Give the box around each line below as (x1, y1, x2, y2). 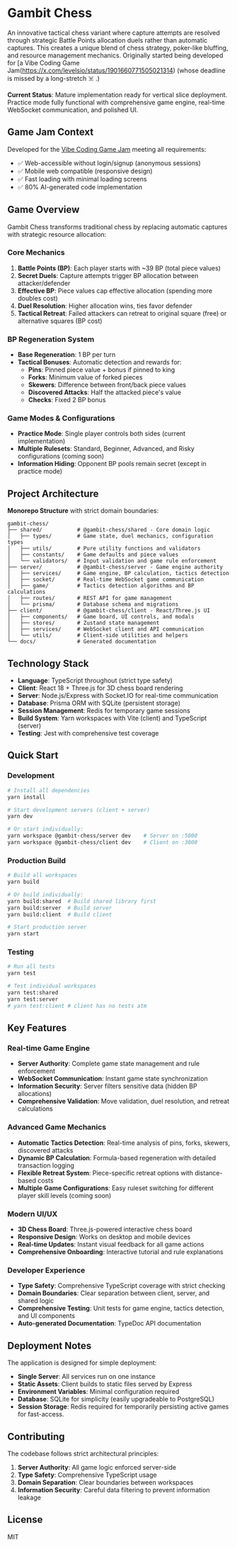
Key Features (7, 1022, 67, 1034)
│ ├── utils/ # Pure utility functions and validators (7, 545, 201, 553)
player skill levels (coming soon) (17, 1191, 112, 1199)
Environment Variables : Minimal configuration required (17, 1387, 180, 1396)
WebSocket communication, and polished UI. (7, 105, 139, 114)
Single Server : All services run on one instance (17, 1373, 156, 1381)
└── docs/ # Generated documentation (7, 638, 157, 645)
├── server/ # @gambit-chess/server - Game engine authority (7, 564, 223, 571)
